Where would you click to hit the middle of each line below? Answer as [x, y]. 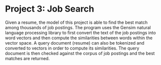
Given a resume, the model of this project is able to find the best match [76, 22]
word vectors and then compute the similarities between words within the [79, 38]
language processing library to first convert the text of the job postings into [80, 32]
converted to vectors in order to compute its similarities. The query [72, 48]
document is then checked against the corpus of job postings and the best [80, 53]
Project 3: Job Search [50, 9]
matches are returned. [27, 58]
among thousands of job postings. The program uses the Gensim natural [78, 27]
